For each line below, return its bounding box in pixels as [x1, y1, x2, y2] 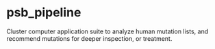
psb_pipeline [6, 5, 81, 20]
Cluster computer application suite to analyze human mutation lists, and [6, 27, 209, 35]
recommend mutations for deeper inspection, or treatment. [6, 34, 173, 42]
